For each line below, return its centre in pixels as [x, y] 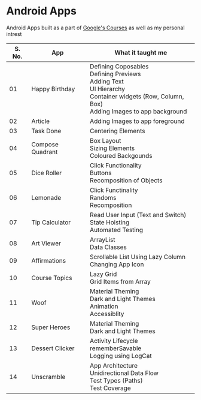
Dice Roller [47, 173]
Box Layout [105, 140]
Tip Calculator [51, 222]
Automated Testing [116, 230]
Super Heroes [51, 327]
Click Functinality [114, 190]
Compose [45, 144]
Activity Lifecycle [114, 341]
